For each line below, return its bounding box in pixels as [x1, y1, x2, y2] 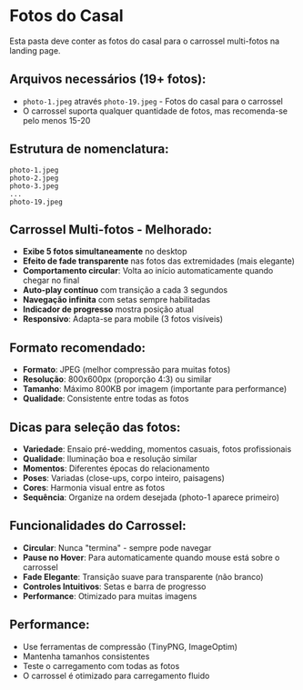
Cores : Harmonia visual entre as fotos [22, 483, 166, 493]
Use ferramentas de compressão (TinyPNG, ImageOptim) [22, 641, 238, 652]
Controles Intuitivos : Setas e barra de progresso [22, 581, 207, 592]
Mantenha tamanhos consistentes [22, 651, 150, 662]
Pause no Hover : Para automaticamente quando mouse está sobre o [22, 552, 280, 563]
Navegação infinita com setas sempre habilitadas [22, 295, 211, 305]
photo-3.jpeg [9, 181, 59, 191]
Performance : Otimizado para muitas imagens [22, 590, 197, 601]
